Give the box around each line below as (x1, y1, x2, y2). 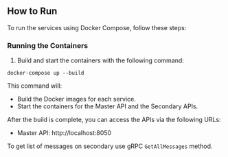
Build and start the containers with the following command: (16, 56, 184, 64)
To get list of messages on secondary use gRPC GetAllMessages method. (7, 142, 213, 150)
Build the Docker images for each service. (16, 95, 136, 104)
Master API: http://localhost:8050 (16, 129, 112, 137)
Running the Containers (7, 40, 89, 50)
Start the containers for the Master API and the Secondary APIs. (16, 102, 198, 110)
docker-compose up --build (7, 70, 84, 77)
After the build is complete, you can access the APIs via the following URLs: (7, 116, 221, 124)
